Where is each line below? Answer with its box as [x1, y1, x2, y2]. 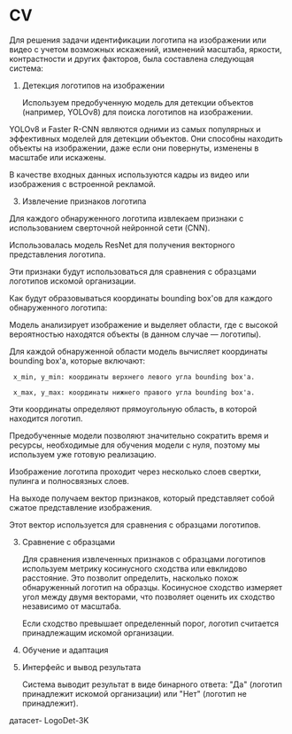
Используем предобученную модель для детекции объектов [21, 97, 254, 107]
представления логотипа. [9, 249, 106, 260]
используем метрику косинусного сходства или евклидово [21, 563, 248, 574]
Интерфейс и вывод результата [21, 661, 142, 672]
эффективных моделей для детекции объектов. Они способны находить [9, 133, 283, 144]
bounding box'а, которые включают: [9, 355, 146, 366]
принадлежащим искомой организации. [21, 627, 174, 638]
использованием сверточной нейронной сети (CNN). [9, 223, 211, 233]
